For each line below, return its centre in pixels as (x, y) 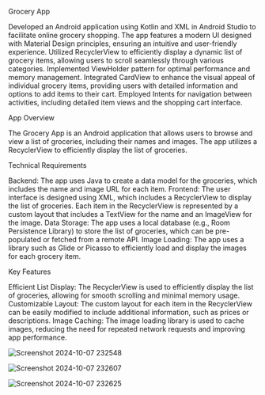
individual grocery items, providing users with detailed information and (123, 85)
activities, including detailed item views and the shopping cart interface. (125, 103)
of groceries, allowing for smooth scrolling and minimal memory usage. (124, 295)
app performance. (38, 337)
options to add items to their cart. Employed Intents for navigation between (130, 94)
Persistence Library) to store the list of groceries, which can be (111, 231)
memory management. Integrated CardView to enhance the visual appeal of (132, 77)
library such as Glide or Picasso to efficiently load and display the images (127, 248)
